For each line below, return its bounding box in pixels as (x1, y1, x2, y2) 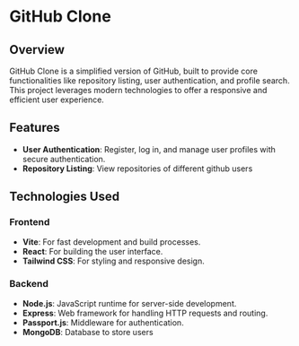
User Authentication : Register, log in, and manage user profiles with (22, 143, 277, 154)
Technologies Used (9, 189, 119, 204)
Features (9, 120, 60, 135)
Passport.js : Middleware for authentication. (22, 316, 184, 328)
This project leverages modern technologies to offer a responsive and (9, 85, 268, 95)
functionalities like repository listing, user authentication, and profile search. (9, 75, 290, 86)
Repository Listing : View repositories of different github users (22, 163, 253, 174)
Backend (9, 278, 49, 290)
